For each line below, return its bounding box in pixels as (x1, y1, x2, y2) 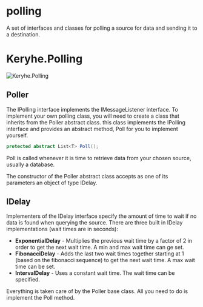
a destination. (6, 30, 41, 38)
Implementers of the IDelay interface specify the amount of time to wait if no (6, 212, 197, 220)
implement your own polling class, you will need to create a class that (6, 112, 180, 120)
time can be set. (15, 263, 56, 271)
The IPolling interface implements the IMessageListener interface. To (6, 106, 179, 113)
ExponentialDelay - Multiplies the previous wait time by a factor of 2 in (15, 237, 193, 245)
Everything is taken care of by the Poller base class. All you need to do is (6, 288, 188, 295)
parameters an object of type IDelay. (6, 179, 98, 186)
